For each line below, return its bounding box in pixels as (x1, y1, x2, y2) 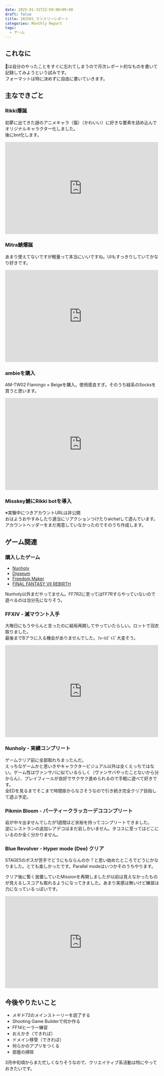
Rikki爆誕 (5, 108, 27, 114)
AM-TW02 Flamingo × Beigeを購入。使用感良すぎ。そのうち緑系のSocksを (5, 382, 156, 388)
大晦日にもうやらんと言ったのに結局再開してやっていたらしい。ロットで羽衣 (5, 623, 159, 629)
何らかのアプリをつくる (12, 1043, 60, 1049)
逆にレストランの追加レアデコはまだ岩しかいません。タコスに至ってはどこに (5, 826, 159, 831)
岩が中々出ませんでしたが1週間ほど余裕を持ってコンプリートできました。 (5, 819, 152, 825)
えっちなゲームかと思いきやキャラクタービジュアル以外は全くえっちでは (5, 763, 150, 769)
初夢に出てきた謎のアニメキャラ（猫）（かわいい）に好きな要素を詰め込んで (5, 119, 157, 125)
